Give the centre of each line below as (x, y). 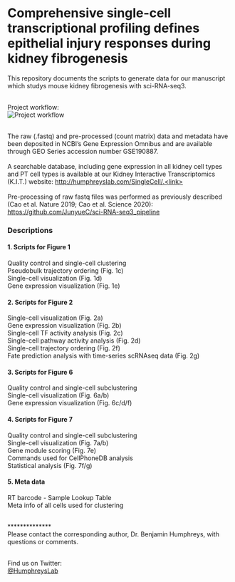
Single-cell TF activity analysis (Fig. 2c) (65, 333)
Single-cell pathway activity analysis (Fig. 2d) (74, 341)
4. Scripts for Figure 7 (40, 420)
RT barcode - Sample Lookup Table (59, 497)
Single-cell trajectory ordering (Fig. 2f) (64, 348)
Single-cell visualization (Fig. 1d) (55, 279)
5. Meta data (26, 482)
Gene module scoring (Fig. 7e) (52, 450)
